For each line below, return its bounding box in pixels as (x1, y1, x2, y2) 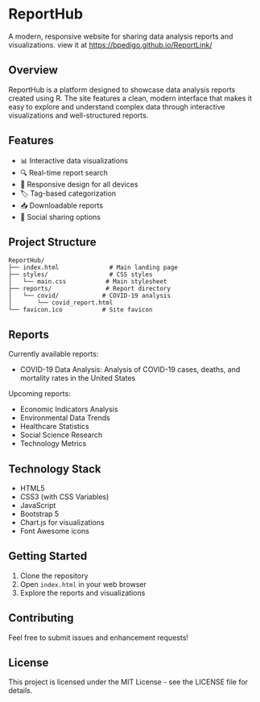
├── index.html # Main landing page (8, 263, 179, 272)
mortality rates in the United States (19, 374, 136, 383)
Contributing (8, 611, 74, 625)
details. (8, 686, 33, 696)
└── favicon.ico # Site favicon (8, 306, 153, 314)
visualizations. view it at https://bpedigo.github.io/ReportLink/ (8, 39, 213, 49)
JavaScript (19, 501, 56, 510)
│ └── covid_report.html (8, 299, 113, 307)
